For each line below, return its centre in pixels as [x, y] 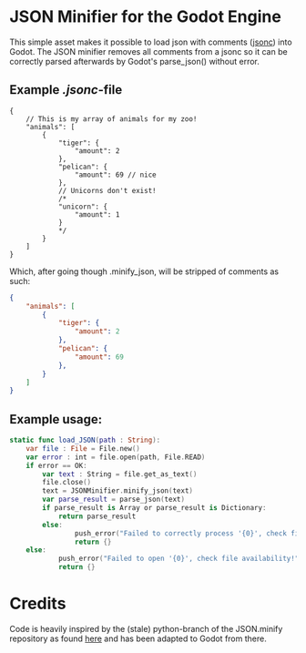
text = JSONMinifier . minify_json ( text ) [118, 491]
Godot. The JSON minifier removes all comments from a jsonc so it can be [149, 51]
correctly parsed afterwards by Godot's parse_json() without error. [134, 61]
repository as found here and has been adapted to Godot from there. [138, 638]
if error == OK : [57, 465]
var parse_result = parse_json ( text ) [113, 500]
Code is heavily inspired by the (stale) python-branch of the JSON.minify [146, 629]
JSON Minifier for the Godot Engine [146, 17]
